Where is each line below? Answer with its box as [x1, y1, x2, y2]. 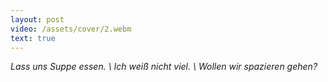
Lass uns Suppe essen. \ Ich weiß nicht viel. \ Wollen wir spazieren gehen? [10, 61, 318, 73]
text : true [10, 33, 56, 43]
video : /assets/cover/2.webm [10, 24, 132, 34]
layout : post [10, 14, 65, 25]
